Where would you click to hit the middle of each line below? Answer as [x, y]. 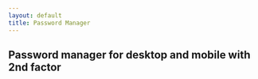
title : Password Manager [49, 23]
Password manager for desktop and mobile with [129, 55]
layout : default [35, 15]
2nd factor [35, 67]
